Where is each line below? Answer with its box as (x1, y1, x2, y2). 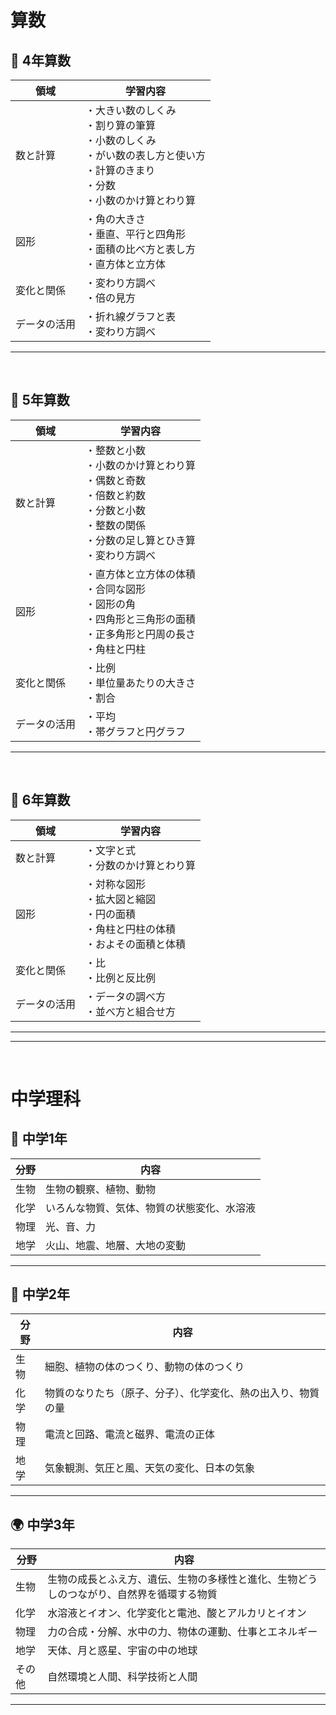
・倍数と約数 (85, 488, 147, 502)
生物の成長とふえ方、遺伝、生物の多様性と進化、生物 (47, 1572, 298, 1586)
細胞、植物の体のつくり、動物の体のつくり (44, 1360, 245, 1374)
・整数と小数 (85, 443, 147, 457)
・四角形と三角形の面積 (85, 612, 197, 626)
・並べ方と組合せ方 (85, 1004, 177, 1018)
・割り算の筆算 (85, 119, 157, 132)
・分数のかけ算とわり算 (85, 858, 197, 872)
